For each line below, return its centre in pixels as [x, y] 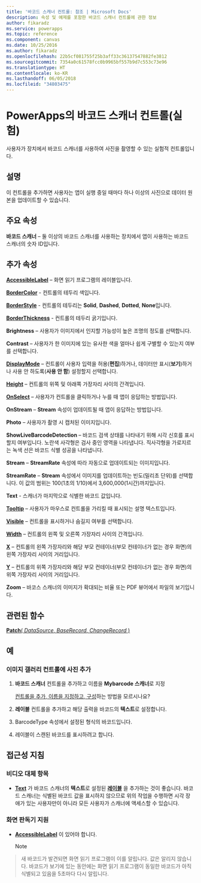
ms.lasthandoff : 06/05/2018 [41, 79]
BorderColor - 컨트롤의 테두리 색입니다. [53, 293]
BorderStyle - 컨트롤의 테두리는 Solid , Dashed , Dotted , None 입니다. [89, 305]
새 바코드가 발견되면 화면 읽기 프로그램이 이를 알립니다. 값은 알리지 [98, 858]
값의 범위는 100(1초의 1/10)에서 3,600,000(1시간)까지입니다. [95, 483]
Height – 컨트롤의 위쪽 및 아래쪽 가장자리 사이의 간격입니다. [76, 384]
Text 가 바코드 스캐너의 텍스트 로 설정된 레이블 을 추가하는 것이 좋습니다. [98, 788]
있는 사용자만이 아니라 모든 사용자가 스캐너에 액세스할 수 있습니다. [103, 803]
